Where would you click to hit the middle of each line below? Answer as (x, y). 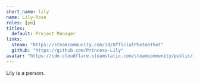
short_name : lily (28, 12)
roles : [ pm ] (21, 23)
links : (14, 39)
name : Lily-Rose (26, 17)
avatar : (16, 56)
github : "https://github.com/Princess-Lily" (68, 51)
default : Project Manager (44, 34)
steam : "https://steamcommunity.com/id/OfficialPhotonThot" (87, 45)
